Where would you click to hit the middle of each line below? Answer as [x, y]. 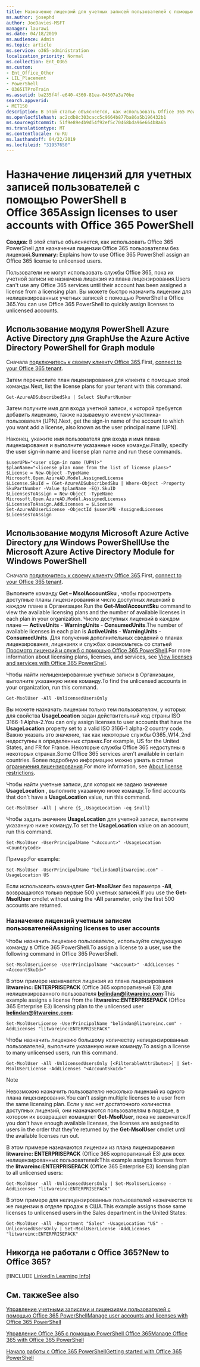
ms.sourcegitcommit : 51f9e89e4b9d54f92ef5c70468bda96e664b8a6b [86, 123]
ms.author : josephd [30, 17]
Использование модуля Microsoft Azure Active [98, 533]
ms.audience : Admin [30, 39]
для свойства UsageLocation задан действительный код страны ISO [93, 716]
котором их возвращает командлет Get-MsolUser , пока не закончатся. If [99, 1117]
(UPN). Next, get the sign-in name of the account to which [113, 421]
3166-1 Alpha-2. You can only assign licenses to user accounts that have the [99, 722]
